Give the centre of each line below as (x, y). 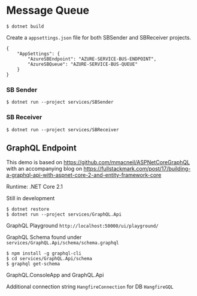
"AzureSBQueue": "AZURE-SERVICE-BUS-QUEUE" (83, 64)
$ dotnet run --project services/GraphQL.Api (64, 215)
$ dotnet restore (28, 209)
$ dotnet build (25, 26)
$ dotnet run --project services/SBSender (60, 102)
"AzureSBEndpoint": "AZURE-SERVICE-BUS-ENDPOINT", (92, 59)
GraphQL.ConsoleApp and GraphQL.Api (55, 275)
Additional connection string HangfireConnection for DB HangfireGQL (90, 287)
